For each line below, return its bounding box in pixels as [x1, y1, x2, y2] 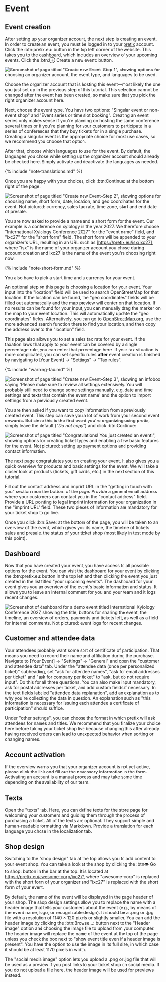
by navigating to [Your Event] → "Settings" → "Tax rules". [5, 357, 122, 363]
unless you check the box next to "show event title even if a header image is [5, 936, 161, 942]
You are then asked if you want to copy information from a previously [5, 407, 146, 413]
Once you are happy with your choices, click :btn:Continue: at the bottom [5, 178, 154, 184]
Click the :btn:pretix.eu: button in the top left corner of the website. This [5, 47, 151, 52]
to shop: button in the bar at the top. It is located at [5, 868, 109, 874]
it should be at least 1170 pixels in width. [5, 947, 86, 953]
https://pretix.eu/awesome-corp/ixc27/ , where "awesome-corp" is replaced [5, 874, 159, 880]
